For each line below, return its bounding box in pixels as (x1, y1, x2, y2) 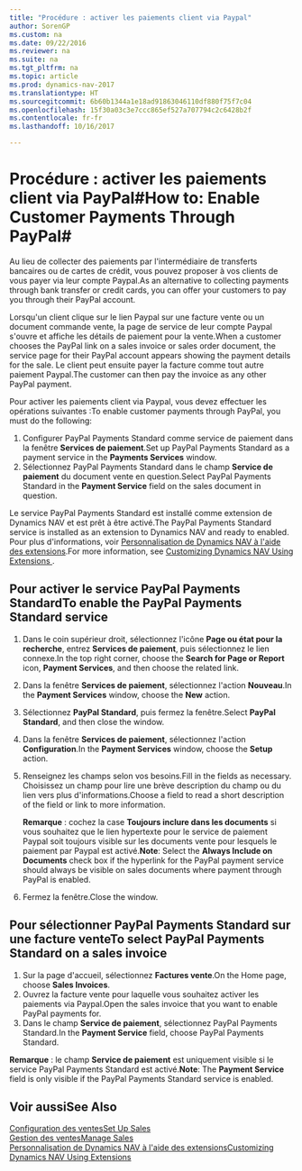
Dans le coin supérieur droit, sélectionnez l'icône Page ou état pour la (22, 633, 283, 644)
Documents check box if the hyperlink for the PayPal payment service (22, 855, 284, 866)
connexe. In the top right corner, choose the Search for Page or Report (22, 652, 286, 663)
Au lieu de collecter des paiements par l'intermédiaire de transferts (9, 256, 258, 267)
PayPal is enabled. (22, 874, 92, 885)
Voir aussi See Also (9, 1099, 117, 1114)
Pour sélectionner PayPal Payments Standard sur (9, 918, 291, 933)
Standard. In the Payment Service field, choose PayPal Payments (22, 1027, 264, 1038)
